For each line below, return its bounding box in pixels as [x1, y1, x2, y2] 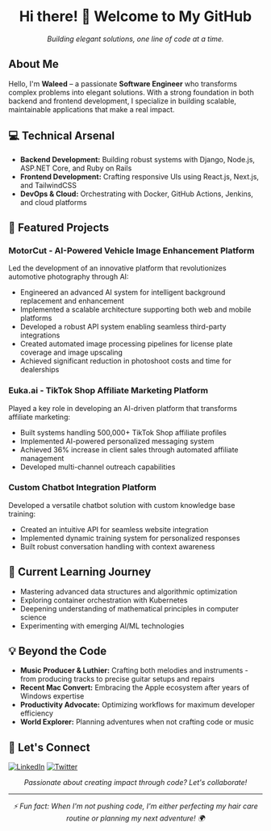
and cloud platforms [19, 197, 87, 207]
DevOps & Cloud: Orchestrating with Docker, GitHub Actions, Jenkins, [19, 189, 254, 199]
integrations [19, 330, 60, 340]
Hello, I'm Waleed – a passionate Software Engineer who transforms [8, 78, 238, 88]
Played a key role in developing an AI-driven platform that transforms [8, 403, 238, 413]
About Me [8, 57, 59, 71]
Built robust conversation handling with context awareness [19, 541, 215, 552]
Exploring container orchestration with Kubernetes [19, 595, 188, 605]
